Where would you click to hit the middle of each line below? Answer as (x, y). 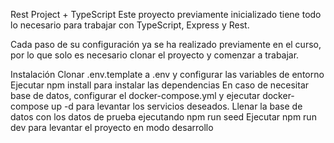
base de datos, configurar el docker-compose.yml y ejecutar (135, 95)
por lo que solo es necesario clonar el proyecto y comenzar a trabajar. (155, 55)
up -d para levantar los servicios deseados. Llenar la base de (177, 106)
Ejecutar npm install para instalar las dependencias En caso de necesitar (160, 85)
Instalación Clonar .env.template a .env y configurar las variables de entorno (167, 74)
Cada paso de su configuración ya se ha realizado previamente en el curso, (166, 44)
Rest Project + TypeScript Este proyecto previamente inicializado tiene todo (166, 14)
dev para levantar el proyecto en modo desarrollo (112, 127)
